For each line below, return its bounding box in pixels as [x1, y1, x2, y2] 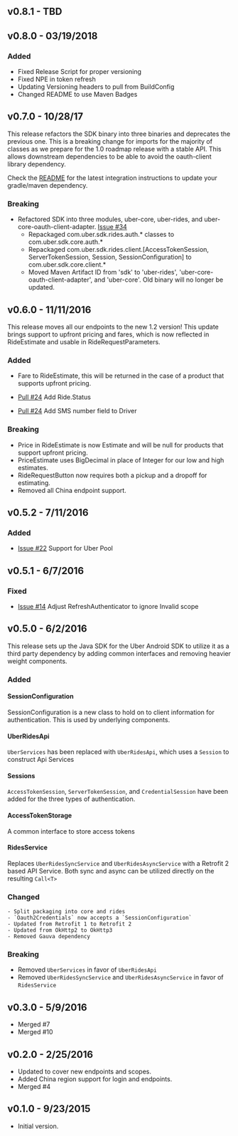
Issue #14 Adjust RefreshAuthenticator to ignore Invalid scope [17, 602, 199, 610]
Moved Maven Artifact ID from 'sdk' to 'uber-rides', [28, 268, 178, 277]
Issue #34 [97, 223, 128, 231]
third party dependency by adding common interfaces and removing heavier [7, 649, 231, 657]
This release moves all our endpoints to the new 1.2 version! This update [7, 323, 219, 331]
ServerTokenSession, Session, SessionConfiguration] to [28, 253, 192, 262]
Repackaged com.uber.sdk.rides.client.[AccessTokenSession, [28, 245, 210, 254]
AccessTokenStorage [7, 811, 72, 819]
